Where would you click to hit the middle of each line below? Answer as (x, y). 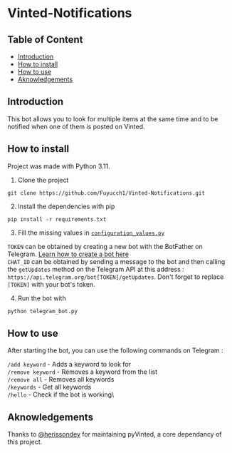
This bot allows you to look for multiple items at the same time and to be (113, 118)
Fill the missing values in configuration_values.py (91, 233)
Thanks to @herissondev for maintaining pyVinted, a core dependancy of (115, 434)
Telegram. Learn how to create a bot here (68, 254)
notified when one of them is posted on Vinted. (76, 126)
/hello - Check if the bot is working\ (61, 395)
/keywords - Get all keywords (49, 387)
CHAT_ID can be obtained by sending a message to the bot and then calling (116, 261)
